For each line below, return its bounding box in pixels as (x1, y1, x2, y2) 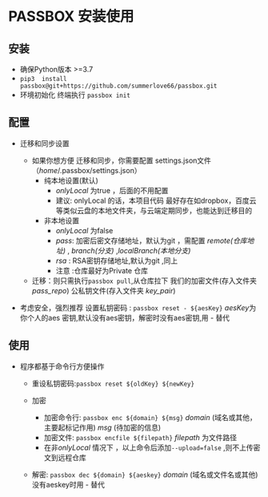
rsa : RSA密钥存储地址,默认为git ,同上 (55, 256, 178, 265)
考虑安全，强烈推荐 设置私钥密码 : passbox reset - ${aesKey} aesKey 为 (19, 302, 257, 313)
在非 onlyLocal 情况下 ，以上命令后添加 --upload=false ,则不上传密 (43, 442, 261, 452)
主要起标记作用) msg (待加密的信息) (43, 422, 162, 432)
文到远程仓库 (43, 452, 86, 462)
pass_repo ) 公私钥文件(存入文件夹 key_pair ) (31, 285, 176, 295)
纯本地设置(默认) (43, 176, 98, 185)
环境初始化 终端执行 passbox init (19, 90, 130, 99)
